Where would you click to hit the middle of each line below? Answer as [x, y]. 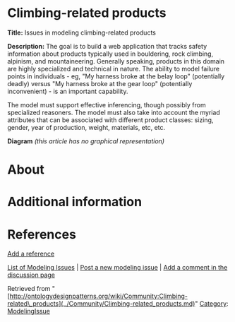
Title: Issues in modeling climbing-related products [82, 32]
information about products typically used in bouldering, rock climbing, [110, 54]
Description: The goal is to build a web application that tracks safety [107, 46]
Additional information [75, 202]
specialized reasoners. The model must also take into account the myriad [114, 112]
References [42, 234]
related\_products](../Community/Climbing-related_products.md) [101, 304]
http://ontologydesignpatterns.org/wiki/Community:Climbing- [99, 296]
